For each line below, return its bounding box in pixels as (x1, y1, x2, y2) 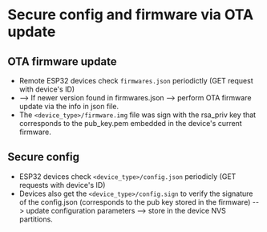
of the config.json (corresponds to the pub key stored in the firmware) (18, 197, 251, 206)
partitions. (18, 214, 53, 224)
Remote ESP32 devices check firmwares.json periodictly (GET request (18, 76, 253, 85)
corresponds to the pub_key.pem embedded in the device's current (18, 119, 242, 128)
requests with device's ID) (18, 180, 106, 189)
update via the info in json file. (18, 102, 119, 111)
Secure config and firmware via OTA (7, 6, 254, 24)
